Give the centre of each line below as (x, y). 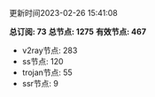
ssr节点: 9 (40, 83)
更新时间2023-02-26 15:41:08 (63, 13)
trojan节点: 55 (47, 72)
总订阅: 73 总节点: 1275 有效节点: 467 (78, 32)
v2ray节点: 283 (50, 50)
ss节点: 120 (43, 61)
